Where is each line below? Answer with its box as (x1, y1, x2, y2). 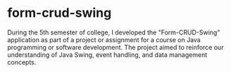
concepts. (7, 58, 37, 66)
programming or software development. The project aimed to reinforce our (7, 43, 224, 51)
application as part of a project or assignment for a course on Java (7, 35, 201, 44)
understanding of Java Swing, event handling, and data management (7, 51, 208, 59)
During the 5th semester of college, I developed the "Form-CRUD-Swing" (7, 28, 220, 36)
